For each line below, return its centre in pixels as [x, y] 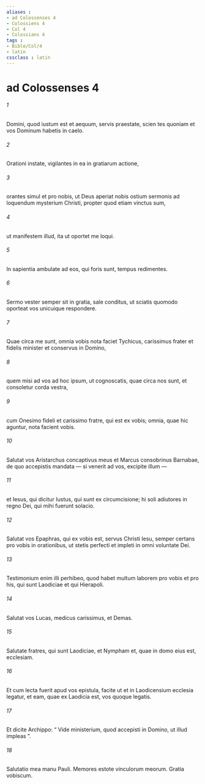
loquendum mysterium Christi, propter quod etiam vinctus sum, [86, 203]
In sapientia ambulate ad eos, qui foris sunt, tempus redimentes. [87, 269]
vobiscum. [19, 775]
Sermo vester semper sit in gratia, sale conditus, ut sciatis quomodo [92, 302]
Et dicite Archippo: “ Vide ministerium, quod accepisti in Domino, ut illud [97, 730]
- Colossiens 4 [26, 23]
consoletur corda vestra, [37, 387]
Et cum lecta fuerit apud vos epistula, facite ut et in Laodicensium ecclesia [100, 690]
